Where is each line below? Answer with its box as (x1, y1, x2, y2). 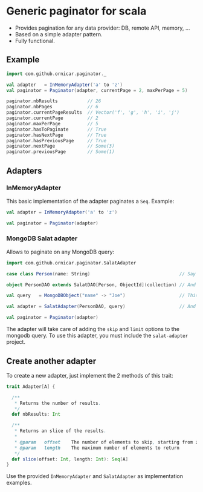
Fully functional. (14, 37, 56, 44)
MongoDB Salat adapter (6, 234, 78, 243)
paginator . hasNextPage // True (6, 132, 107, 138)
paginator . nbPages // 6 (6, 104, 98, 110)
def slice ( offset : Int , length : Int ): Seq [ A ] (11, 456, 129, 462)
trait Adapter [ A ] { (6, 383, 56, 390)
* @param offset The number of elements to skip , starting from (14, 439, 193, 445)
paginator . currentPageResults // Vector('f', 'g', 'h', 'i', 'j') (6, 110, 180, 116)
